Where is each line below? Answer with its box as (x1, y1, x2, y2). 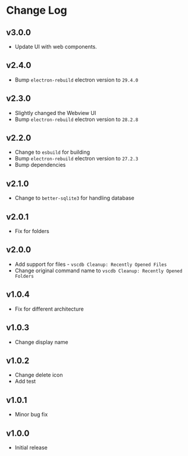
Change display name (14, 338, 68, 346)
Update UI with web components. (14, 43, 97, 50)
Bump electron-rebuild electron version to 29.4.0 (14, 76, 139, 83)
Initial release (14, 443, 48, 451)
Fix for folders (14, 228, 49, 235)
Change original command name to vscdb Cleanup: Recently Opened (14, 266, 183, 274)
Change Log (6, 4, 67, 17)
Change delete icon (14, 371, 64, 379)
